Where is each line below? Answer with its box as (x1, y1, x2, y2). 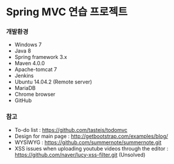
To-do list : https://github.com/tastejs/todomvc (14, 126, 128, 133)
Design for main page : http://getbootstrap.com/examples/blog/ (14, 132, 168, 139)
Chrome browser (14, 91, 56, 98)
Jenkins (14, 72, 34, 79)
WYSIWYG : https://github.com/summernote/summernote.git (14, 138, 162, 146)
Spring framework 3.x (14, 54, 67, 61)
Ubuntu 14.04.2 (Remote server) (14, 78, 93, 85)
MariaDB (14, 85, 36, 92)
